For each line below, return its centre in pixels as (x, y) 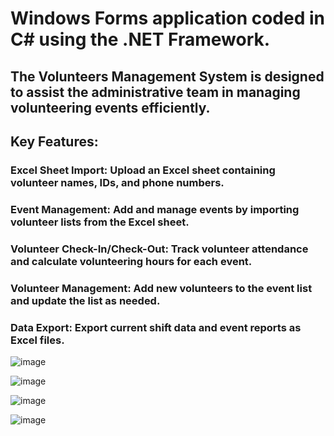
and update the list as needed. (85, 300)
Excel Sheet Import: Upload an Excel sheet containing (143, 170)
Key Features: (54, 141)
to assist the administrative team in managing (155, 92)
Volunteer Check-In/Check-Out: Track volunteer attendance (159, 249)
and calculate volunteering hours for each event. (131, 261)
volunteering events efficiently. (110, 107)
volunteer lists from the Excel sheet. (100, 222)
